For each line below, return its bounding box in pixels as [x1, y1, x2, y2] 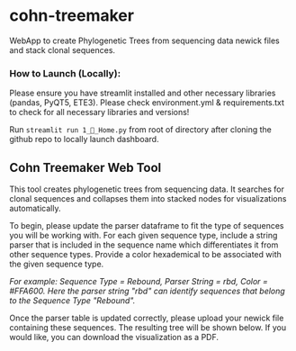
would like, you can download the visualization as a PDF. [9, 332, 219, 343]
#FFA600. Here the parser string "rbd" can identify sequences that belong [9, 285, 285, 297]
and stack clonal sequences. [9, 44, 115, 55]
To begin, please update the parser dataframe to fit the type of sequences [9, 220, 284, 231]
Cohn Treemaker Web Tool [9, 159, 162, 175]
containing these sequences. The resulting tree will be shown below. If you [9, 322, 286, 333]
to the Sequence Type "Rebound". [9, 295, 136, 306]
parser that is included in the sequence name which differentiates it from [9, 239, 279, 250]
